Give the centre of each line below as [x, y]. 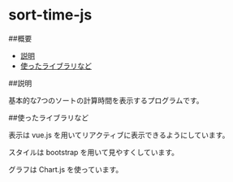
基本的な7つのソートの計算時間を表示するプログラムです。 [106, 100]
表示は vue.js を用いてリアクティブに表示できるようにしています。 [119, 135]
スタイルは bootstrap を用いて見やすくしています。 [94, 152]
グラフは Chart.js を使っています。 [66, 169]
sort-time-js [50, 15]
